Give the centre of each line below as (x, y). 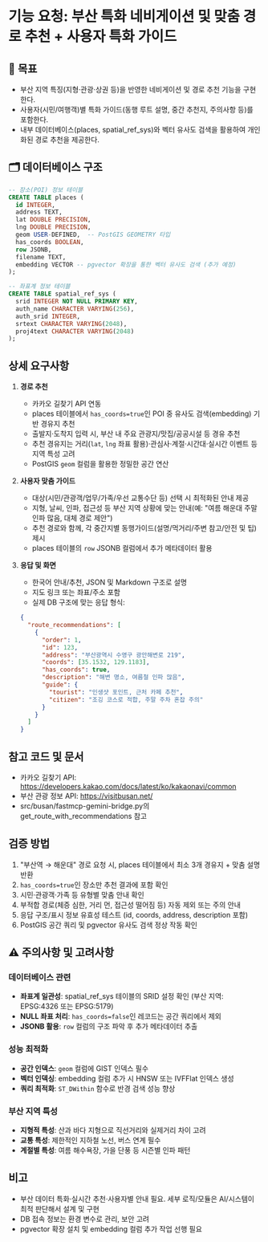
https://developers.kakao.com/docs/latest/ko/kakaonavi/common (128, 786)
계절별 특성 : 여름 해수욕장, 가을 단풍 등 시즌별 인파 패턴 (105, 1150)
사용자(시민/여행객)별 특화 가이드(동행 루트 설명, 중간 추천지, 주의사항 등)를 (137, 110)
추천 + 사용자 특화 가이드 (101, 37)
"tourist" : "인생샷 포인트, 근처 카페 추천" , (116, 692)
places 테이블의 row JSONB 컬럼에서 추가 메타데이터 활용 (122, 548)
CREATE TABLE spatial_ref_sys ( (62, 294)
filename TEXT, (41, 257)
